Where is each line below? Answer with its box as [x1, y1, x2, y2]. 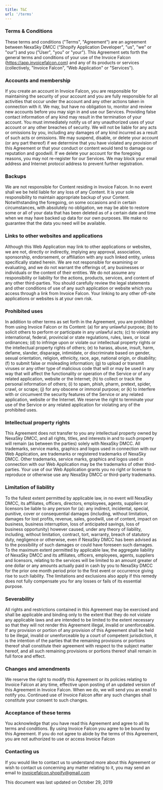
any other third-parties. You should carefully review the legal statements [5, 280, 150, 286]
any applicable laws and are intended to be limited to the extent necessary [5, 617, 154, 623]
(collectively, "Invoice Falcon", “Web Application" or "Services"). [5, 64, 134, 71]
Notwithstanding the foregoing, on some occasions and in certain [5, 200, 136, 206]
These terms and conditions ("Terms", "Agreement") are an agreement [5, 39, 147, 44]
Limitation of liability [5, 484, 54, 491]
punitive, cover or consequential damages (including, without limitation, [5, 511, 148, 517]
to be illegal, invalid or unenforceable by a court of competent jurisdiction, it [5, 632, 157, 638]
